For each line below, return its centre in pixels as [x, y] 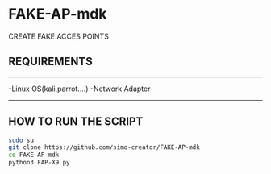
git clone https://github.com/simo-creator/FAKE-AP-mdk [104, 147]
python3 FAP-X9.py [39, 163]
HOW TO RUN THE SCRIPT [76, 122]
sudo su [21, 140]
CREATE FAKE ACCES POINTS [58, 36]
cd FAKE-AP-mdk [34, 155]
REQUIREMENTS [50, 62]
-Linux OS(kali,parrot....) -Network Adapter [79, 89]
